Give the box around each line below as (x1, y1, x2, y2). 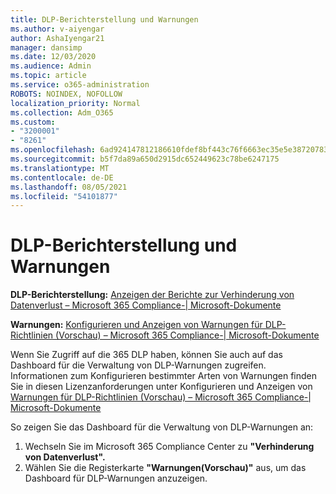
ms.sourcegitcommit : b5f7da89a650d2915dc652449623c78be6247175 (10, 154, 280, 164)
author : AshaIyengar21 (10, 33, 105, 43)
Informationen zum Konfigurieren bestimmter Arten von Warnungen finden (10, 370, 318, 382)
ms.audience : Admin (10, 61, 92, 71)
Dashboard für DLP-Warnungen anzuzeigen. (24, 472, 208, 485)
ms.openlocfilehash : (10, 145, 97, 155)
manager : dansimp (10, 42, 83, 53)
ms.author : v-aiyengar (10, 24, 105, 34)
